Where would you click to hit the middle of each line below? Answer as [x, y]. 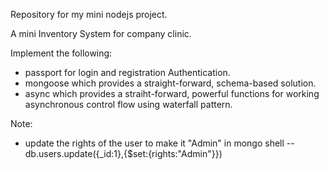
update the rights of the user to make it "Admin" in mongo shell [154, 143]
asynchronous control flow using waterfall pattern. [128, 104]
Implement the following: [61, 53]
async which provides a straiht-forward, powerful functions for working [172, 93]
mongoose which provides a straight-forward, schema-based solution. [170, 83]
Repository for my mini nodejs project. [89, 14]
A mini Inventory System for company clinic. [101, 33]
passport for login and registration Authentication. [127, 72]
